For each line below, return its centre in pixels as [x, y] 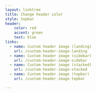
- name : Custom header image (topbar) [50, 74]
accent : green [28, 33]
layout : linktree [23, 10]
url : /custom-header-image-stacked [51, 70]
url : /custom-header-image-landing [51, 51]
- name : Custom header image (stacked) [51, 65]
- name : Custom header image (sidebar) [51, 56]
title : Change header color [34, 14]
